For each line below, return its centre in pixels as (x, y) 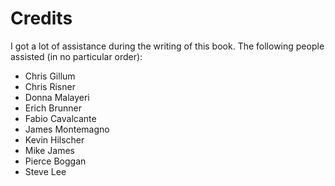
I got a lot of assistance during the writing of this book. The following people (167, 46)
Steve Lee (45, 171)
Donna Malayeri (57, 97)
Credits (41, 18)
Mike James (49, 150)
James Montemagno (67, 129)
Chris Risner (50, 86)
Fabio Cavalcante (60, 118)
